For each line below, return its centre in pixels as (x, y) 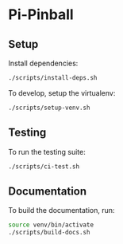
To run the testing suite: (47, 152)
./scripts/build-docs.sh (49, 233)
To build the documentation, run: (61, 211)
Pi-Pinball (41, 15)
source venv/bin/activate (51, 225)
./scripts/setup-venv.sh (49, 108)
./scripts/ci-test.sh (44, 166)
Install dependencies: (43, 63)
